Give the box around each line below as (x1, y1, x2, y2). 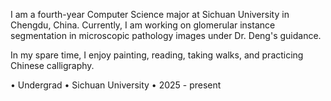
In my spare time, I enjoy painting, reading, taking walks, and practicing (10, 49, 304, 61)
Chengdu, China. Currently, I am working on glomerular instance (10, 19, 276, 31)
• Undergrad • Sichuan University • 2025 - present (10, 79, 222, 91)
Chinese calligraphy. (10, 60, 95, 71)
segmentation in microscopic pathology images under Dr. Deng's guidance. (10, 30, 322, 41)
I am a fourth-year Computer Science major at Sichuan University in (10, 9, 290, 20)
